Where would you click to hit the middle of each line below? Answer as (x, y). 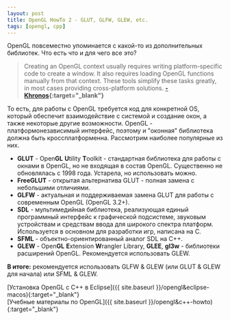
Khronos (36, 95)
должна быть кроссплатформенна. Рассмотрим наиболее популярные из (115, 138)
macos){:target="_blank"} (43, 295)
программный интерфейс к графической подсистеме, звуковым (112, 217)
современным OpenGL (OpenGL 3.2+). (73, 203)
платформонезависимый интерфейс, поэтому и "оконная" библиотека (110, 130)
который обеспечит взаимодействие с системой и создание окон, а (107, 116)
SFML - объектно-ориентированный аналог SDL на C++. (100, 239)
